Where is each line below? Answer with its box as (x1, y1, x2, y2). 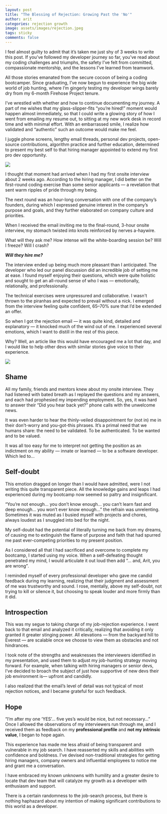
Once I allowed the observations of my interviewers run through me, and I (5, 721, 156, 727)
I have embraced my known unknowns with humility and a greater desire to (5, 773, 159, 779)
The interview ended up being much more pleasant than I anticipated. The (5, 261, 157, 267)
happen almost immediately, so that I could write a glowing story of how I (5, 110, 155, 116)
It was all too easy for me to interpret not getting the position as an (5, 442, 142, 448)
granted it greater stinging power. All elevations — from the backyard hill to (5, 632, 159, 638)
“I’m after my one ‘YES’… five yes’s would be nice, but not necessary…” (5, 716, 151, 722)
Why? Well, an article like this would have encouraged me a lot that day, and (5, 338, 161, 344)
